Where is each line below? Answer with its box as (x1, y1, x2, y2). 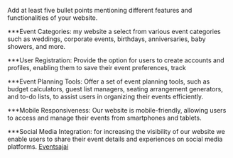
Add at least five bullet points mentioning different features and (7, 6, 193, 14)
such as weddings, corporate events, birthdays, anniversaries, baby (7, 35, 206, 43)
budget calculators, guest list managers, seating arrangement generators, (7, 85, 224, 93)
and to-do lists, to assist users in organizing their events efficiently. (7, 92, 204, 101)
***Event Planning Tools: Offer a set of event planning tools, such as (7, 77, 210, 86)
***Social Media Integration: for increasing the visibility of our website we (7, 128, 225, 135)
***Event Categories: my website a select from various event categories (7, 28, 222, 35)
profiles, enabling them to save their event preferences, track (7, 64, 186, 72)
